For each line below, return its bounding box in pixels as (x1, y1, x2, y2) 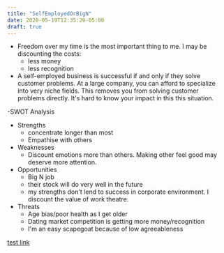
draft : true (7, 23, 42, 30)
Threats (17, 203, 40, 211)
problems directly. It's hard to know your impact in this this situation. (17, 94, 214, 102)
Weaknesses (17, 144, 54, 152)
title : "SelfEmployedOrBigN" (7, 10, 92, 17)
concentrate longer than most (27, 128, 114, 137)
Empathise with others (27, 136, 93, 144)
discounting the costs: (17, 49, 82, 58)
